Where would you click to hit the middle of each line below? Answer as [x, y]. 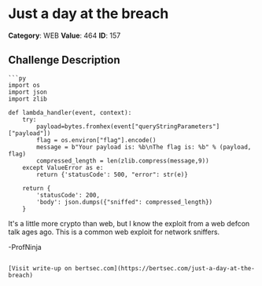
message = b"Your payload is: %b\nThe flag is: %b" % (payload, [144, 147]
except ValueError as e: [63, 167]
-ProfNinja [25, 247]
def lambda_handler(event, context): [70, 112]
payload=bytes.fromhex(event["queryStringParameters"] [128, 126]
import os [24, 85]
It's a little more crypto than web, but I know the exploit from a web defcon [129, 223]
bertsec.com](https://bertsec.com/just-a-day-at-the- [165, 268]
